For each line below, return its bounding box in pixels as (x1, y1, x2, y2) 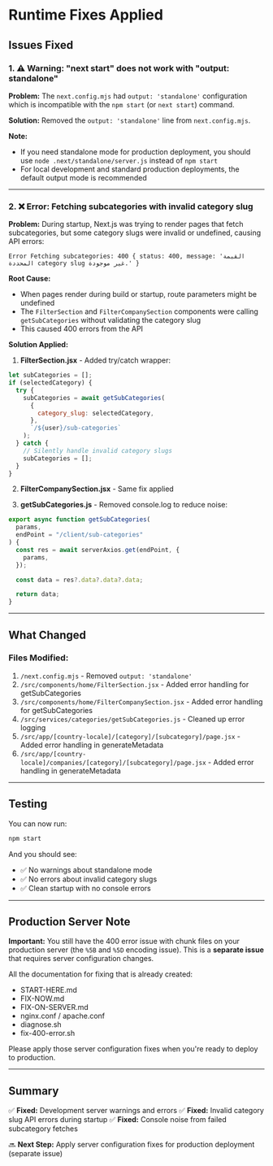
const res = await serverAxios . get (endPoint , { (15, 546, 180, 554)
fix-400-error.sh (19, 1029, 76, 1038)
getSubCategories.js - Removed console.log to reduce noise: (19, 500, 227, 510)
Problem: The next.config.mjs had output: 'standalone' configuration (8, 91, 248, 101)
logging (19, 722, 46, 733)
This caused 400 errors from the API (19, 324, 144, 334)
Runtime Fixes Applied (8, 6, 164, 24)
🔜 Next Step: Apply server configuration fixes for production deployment (8, 1140, 255, 1150)
